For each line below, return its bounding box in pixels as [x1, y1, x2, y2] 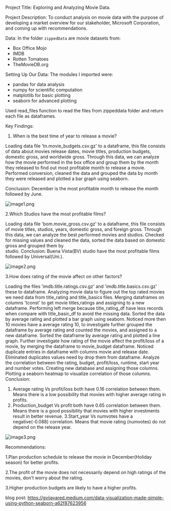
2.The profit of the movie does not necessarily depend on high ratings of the [5, 469, 166, 475]
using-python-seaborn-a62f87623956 [5, 500, 87, 506]
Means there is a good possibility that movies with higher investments [12, 408, 160, 414]
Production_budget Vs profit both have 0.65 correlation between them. [12, 402, 162, 408]
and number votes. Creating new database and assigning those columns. [5, 365, 159, 371]
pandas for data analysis [12, 82, 65, 87]
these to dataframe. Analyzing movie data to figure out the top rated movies [5, 289, 165, 294]
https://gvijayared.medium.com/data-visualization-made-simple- [27, 495, 164, 501]
